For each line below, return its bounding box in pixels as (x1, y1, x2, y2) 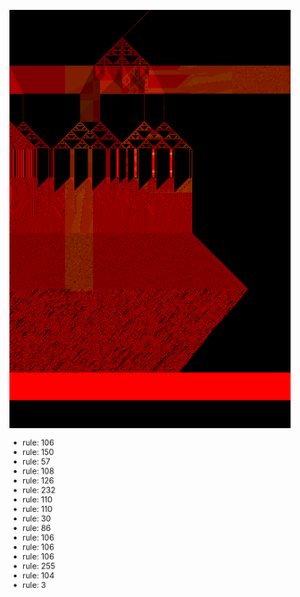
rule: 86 (21, 523, 52, 534)
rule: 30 (21, 513, 52, 524)
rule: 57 (21, 457, 51, 467)
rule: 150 (21, 447, 54, 458)
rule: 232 (21, 484, 56, 496)
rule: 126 (21, 475, 54, 486)
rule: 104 (21, 570, 55, 581)
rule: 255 (21, 560, 56, 572)
